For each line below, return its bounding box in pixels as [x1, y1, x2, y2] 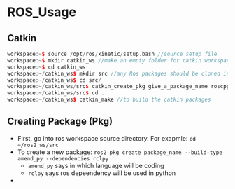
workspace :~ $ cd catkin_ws [7, 64, 86, 71]
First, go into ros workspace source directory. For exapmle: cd [17, 134, 196, 142]
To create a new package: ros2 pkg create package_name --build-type [17, 148, 222, 156]
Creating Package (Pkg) [7, 115, 113, 127]
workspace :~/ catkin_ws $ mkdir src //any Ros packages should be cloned [7, 70, 220, 77]
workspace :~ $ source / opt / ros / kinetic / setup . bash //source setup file [7, 50, 218, 57]
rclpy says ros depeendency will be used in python [27, 169, 176, 177]
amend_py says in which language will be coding [27, 161, 164, 169]
